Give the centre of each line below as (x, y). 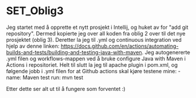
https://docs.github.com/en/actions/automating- (120, 46)
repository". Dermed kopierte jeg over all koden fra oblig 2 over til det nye (96, 33)
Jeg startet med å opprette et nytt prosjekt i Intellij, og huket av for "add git (97, 27)
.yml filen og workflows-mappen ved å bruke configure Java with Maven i (96, 58)
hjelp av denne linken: (33, 46)
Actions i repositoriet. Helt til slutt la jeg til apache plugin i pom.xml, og (92, 65)
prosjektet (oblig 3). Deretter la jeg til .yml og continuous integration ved (94, 40)
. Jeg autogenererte (166, 52)
